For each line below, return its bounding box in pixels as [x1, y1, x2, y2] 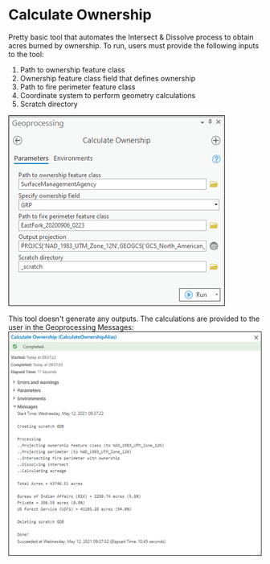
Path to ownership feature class [19, 64, 125, 74]
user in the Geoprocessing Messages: [8, 322, 134, 331]
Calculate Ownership [8, 6, 152, 24]
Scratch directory [19, 99, 78, 109]
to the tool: [8, 49, 44, 59]
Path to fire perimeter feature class [19, 82, 136, 92]
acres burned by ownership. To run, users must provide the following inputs [8, 40, 260, 50]
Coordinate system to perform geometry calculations [19, 90, 196, 100]
